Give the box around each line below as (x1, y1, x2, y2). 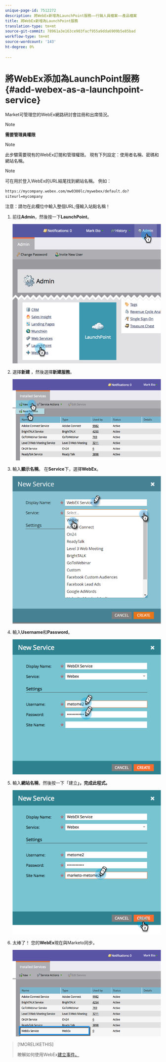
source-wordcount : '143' (5, 40, 56, 44)
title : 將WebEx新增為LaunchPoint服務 (5, 18, 79, 23)
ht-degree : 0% (5, 44, 35, 49)
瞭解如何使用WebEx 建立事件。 (17, 1051, 80, 1058)
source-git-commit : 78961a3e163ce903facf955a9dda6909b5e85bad (5, 29, 136, 34)
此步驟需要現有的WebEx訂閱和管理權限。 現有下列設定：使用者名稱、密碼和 (5, 151, 159, 158)
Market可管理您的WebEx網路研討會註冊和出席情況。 (5, 111, 112, 117)
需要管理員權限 (5, 132, 36, 137)
